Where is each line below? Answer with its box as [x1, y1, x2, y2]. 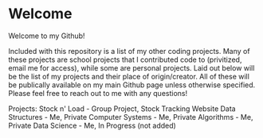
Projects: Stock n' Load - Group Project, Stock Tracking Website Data [8, 104, 237, 113]
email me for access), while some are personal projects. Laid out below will [8, 63, 255, 72]
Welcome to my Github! [8, 31, 85, 40]
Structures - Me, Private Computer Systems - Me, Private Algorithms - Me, [8, 112, 253, 121]
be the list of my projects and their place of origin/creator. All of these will [8, 71, 249, 81]
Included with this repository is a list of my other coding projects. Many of [8, 46, 250, 56]
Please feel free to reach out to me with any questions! [8, 88, 188, 98]
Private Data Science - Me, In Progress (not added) [8, 121, 177, 130]
